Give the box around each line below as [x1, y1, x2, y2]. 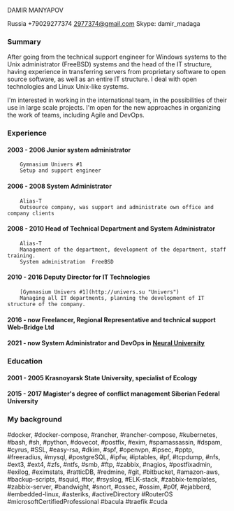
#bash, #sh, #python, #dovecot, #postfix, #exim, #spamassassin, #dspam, [7, 438, 222, 446]
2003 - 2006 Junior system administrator [7, 145, 131, 154]
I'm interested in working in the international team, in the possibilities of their [7, 96, 227, 104]
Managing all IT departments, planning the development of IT [20, 295, 205, 302]
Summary [7, 36, 42, 46]
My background [7, 415, 63, 424]
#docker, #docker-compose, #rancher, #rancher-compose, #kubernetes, [7, 430, 218, 439]
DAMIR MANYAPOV [7, 6, 64, 14]
